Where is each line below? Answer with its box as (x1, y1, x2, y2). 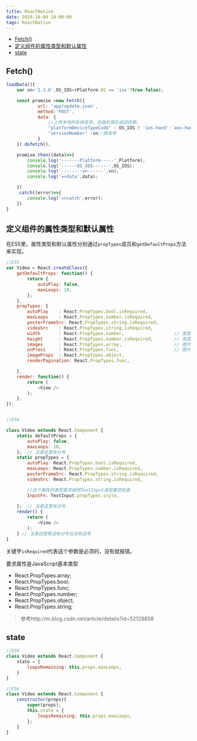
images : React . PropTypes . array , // (27, 341, 180, 347)
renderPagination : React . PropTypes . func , (27, 358, 130, 364)
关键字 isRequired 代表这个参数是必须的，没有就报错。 (6, 547, 135, 554)
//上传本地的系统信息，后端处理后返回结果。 (47, 120, 141, 126)
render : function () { (16, 374, 69, 380)
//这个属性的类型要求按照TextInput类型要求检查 (27, 487, 131, 493)
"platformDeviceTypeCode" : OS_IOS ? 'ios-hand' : (47, 125, 172, 131)
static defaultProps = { (16, 432, 77, 439)
